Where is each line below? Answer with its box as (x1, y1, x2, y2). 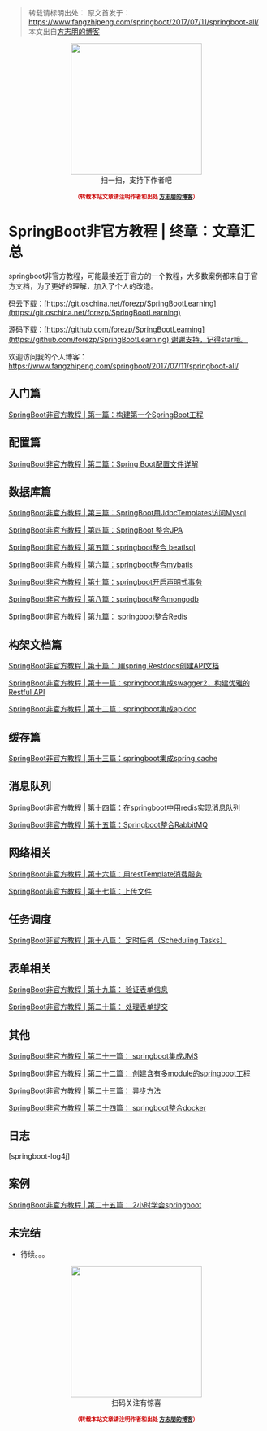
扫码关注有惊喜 (111, 1398, 161, 1407)
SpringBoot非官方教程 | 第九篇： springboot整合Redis (8, 611, 188, 621)
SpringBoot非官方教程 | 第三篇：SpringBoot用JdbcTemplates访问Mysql (8, 508, 247, 518)
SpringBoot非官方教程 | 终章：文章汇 (8, 223, 256, 241)
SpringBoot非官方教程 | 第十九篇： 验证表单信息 (8, 985, 169, 994)
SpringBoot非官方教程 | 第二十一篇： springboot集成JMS (8, 1051, 199, 1061)
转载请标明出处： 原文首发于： (28, 8, 131, 17)
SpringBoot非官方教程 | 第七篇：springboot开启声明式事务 (8, 577, 203, 587)
